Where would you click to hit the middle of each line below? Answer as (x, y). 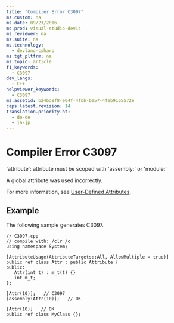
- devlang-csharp (33, 51)
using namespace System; (37, 246)
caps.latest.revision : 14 (38, 106)
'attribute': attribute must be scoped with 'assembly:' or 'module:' (86, 169)
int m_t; (25, 278)
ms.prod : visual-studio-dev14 (44, 28)
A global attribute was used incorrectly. (55, 180)
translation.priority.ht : (38, 112)
